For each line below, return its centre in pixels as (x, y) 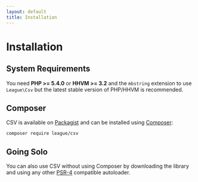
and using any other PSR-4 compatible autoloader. (68, 172)
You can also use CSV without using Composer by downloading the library (98, 166)
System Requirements (48, 69)
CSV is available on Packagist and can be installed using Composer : (90, 122)
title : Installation (32, 17)
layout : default (26, 12)
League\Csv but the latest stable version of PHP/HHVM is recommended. (95, 90)
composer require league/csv (42, 134)
